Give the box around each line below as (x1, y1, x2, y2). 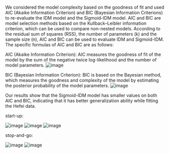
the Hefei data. (5, 103, 36, 109)
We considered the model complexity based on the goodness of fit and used (5, 5, 164, 10)
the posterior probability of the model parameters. (5, 83, 109, 89)
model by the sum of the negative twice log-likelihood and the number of (5, 57, 157, 62)
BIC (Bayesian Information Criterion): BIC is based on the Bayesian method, (5, 72, 161, 78)
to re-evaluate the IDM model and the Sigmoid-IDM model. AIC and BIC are (5, 15, 161, 21)
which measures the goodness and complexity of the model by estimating (5, 78, 159, 83)
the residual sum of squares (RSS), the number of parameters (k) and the (5, 31, 157, 37)
